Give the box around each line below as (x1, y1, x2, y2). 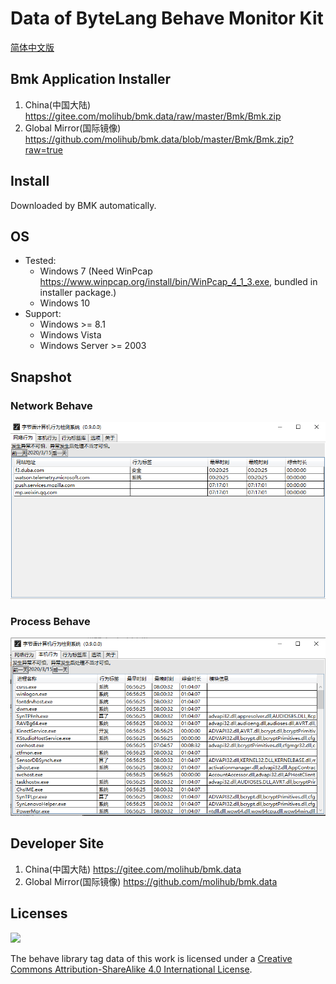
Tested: (24, 255, 57, 267)
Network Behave (10, 398, 93, 412)
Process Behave (10, 614, 91, 628)
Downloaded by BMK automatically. (10, 199, 157, 211)
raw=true (24, 143, 63, 156)
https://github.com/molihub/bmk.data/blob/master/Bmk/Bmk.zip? (24, 133, 294, 145)
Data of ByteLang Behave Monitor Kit (10, 7, 324, 30)
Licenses (10, 905, 68, 922)
